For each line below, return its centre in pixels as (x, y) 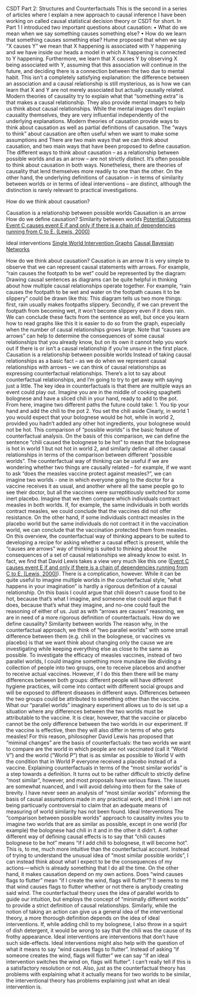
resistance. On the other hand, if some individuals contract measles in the (95, 517)
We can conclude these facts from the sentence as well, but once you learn (98, 317)
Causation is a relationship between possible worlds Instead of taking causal (99, 355)
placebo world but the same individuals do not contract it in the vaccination (97, 523)
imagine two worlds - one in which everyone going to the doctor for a (90, 480)
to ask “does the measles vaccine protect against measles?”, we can (89, 473)
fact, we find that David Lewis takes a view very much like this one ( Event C (98, 561)
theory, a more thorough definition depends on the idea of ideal (83, 918)
